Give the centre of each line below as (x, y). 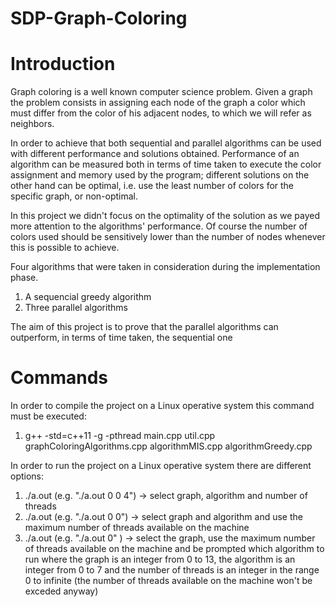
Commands (59, 378)
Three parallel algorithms (76, 308)
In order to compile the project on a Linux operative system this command (162, 406)
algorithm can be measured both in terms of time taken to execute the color (166, 164)
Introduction (63, 64)
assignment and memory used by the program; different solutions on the (160, 175)
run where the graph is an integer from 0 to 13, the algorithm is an (160, 559)
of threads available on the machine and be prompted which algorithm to (174, 549)
